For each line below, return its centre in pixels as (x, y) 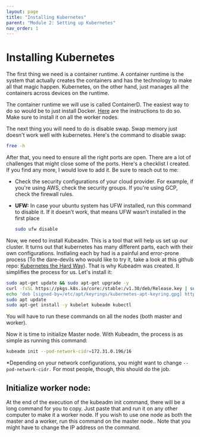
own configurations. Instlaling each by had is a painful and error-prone (93, 253)
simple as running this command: (47, 341)
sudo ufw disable (36, 229)
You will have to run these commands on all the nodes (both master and (94, 316)
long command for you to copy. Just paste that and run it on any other (92, 408)
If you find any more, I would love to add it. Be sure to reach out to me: (93, 170)
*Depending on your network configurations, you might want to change (94, 363)
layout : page (22, 12)
